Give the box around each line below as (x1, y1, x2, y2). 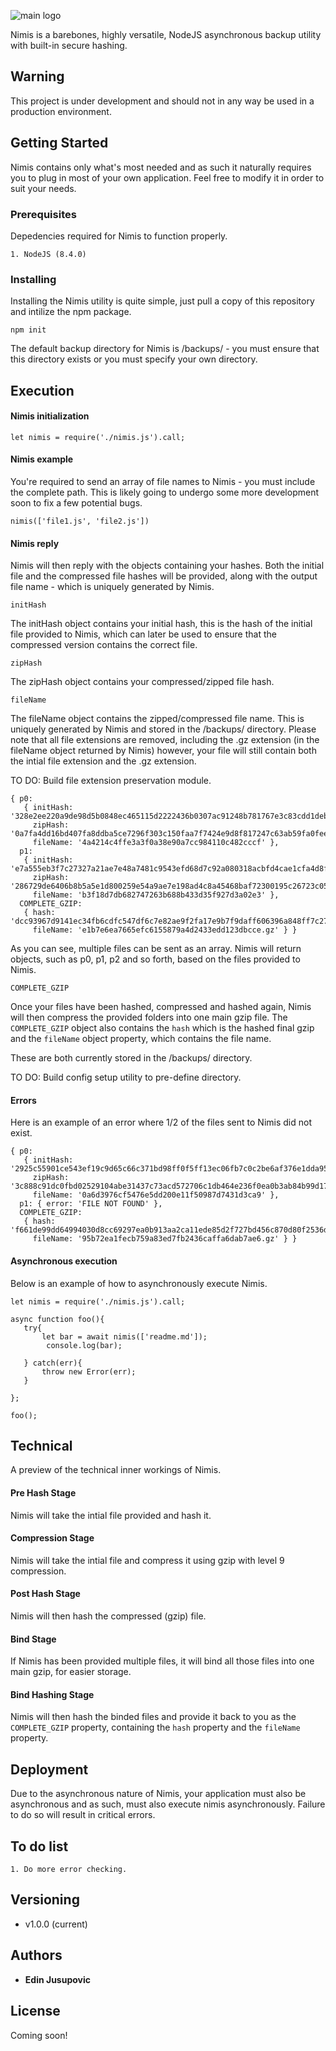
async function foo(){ (10, 1314, 105, 1324)
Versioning (10, 1891, 80, 1909)
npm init (10, 325, 47, 335)
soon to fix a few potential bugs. (10, 497, 143, 509)
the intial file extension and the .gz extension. (10, 755, 197, 767)
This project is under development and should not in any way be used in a (10, 95, 315, 107)
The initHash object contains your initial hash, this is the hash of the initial (10, 618, 313, 630)
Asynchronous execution (10, 1255, 118, 1267)
